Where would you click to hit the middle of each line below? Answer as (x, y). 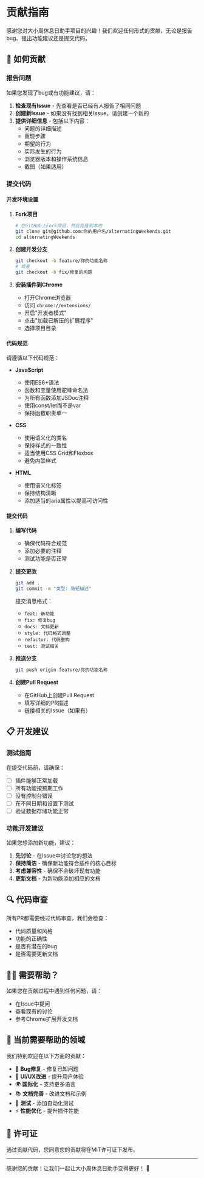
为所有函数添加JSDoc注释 (56, 398)
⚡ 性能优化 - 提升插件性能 (47, 1110)
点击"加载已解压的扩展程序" (59, 320)
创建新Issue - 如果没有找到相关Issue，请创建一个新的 (82, 113)
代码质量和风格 (34, 931)
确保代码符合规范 (46, 544)
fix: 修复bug (40, 620)
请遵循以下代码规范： (33, 358)
